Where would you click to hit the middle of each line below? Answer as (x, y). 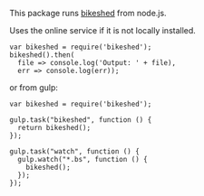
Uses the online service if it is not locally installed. (103, 30)
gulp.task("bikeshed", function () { (81, 120)
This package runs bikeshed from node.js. (88, 13)
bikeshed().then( (42, 55)
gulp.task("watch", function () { (75, 152)
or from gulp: (34, 88)
